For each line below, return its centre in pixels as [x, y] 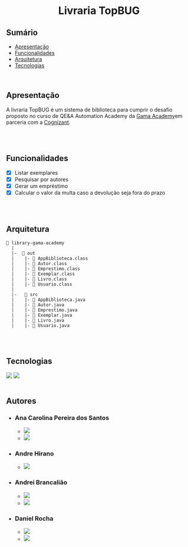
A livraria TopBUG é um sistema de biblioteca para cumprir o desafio [89, 109]
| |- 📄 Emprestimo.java [44, 310]
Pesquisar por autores [42, 179]
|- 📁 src [25, 294]
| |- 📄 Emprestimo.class [46, 268]
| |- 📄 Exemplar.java [42, 315]
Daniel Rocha [34, 518]
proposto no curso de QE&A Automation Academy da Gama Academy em [94, 116]
